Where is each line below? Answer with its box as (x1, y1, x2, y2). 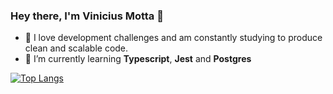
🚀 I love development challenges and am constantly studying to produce (24, 32, 323, 44)
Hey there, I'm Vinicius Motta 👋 (10, 9, 164, 23)
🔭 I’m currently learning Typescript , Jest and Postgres (24, 53, 252, 65)
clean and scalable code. (24, 42, 129, 54)
